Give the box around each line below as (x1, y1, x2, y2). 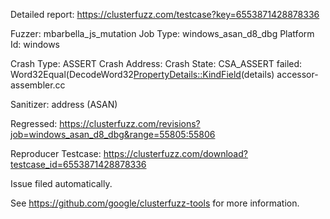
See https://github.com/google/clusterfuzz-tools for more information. (10, 197, 300, 209)
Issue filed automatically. (10, 178, 113, 189)
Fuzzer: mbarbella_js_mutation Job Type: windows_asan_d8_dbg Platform (10, 28, 315, 39)
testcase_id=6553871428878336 (10, 159, 147, 170)
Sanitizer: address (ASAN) (10, 99, 118, 110)
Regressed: (10, 118, 58, 129)
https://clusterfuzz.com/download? (103, 148, 248, 159)
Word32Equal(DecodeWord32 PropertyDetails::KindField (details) (10, 69, 275, 80)
